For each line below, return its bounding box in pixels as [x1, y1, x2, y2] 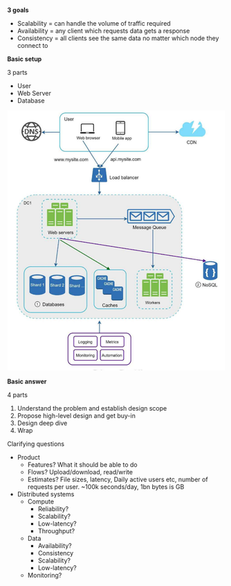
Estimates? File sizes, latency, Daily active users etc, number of [27, 475, 209, 484]
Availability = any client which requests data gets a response [17, 27, 190, 35]
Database [17, 96, 45, 105]
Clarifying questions [7, 440, 64, 448]
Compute [27, 497, 54, 506]
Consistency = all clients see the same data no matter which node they [17, 34, 219, 42]
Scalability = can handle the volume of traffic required [17, 19, 171, 27]
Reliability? [37, 505, 69, 513]
